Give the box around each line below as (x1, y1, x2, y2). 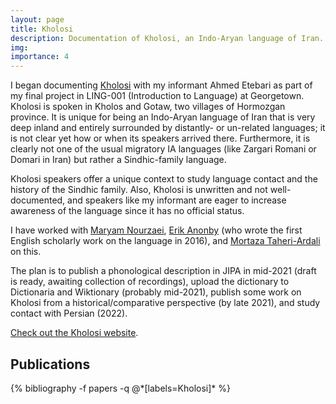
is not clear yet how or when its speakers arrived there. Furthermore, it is (10, 132, 311, 145)
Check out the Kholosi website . (10, 327, 139, 339)
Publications (10, 356, 91, 373)
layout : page (10, 14, 65, 25)
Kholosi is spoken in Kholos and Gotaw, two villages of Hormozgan (10, 101, 286, 113)
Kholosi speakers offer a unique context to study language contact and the (10, 173, 318, 185)
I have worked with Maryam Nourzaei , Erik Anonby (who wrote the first (10, 224, 303, 236)
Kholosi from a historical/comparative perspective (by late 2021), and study (10, 297, 321, 309)
